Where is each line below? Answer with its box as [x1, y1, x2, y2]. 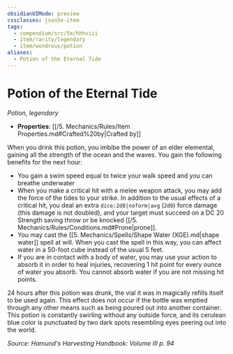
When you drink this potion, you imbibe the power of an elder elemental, [7, 143, 215, 151]
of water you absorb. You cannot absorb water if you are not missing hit [17, 268, 225, 276]
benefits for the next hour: [7, 157, 82, 166]
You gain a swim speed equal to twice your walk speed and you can [17, 171, 213, 180]
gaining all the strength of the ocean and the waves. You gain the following [7, 151, 222, 159]
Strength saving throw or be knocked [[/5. [17, 215, 138, 224]
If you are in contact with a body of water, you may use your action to [17, 252, 218, 261]
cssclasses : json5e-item [7, 17, 80, 24]
